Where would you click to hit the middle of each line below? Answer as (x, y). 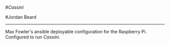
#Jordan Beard (21, 17)
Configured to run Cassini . (33, 37)
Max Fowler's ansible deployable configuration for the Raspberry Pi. (76, 32)
